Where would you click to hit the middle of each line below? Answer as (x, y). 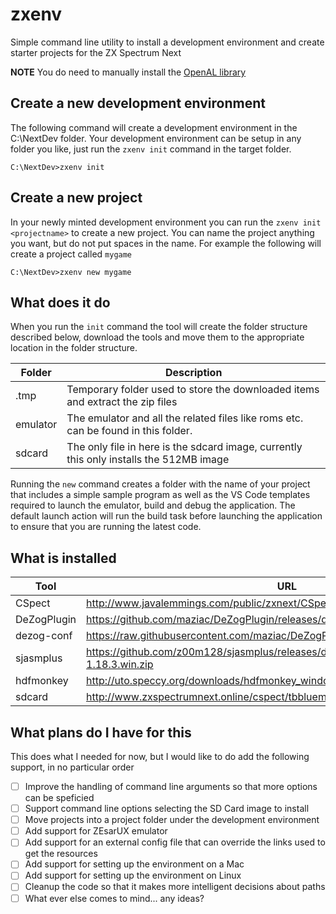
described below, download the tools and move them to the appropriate (157, 337)
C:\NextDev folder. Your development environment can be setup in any (156, 138)
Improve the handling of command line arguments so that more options (171, 786)
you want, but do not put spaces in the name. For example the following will (166, 243)
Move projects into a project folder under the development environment (172, 820)
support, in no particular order (72, 767)
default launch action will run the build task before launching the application (166, 516)
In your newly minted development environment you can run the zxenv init (166, 222)
